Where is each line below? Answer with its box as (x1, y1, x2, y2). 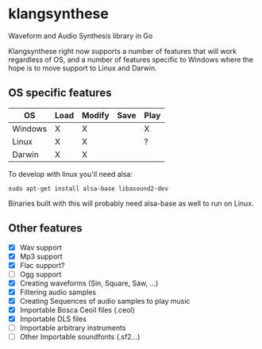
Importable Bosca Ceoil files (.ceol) (19, 305, 135, 314)
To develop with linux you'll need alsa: (8, 169, 133, 178)
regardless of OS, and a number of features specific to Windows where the (8, 55, 254, 64)
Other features (8, 221, 83, 235)
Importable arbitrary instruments (19, 323, 126, 333)
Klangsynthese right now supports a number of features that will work (8, 46, 237, 56)
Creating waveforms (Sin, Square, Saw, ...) (19, 278, 159, 288)
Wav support (19, 243, 62, 252)
